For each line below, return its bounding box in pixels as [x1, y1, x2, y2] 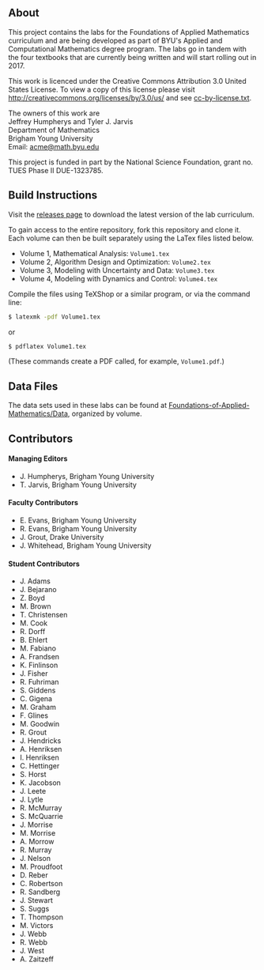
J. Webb [19, 929, 47, 939]
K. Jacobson [19, 778, 62, 787]
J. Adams [19, 576, 51, 586]
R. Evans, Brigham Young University [19, 523, 137, 533]
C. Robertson [19, 879, 63, 889]
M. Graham [19, 703, 57, 712]
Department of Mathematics [8, 125, 100, 134]
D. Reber [19, 870, 49, 880]
